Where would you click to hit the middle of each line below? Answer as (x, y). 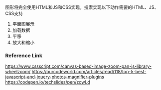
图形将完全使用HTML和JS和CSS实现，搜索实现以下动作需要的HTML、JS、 (82, 7)
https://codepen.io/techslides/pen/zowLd (48, 82)
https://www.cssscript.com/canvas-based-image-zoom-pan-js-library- (79, 66)
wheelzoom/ (18, 72)
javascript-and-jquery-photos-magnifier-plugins (55, 77)
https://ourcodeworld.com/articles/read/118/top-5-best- (89, 72)
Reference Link (24, 55)
